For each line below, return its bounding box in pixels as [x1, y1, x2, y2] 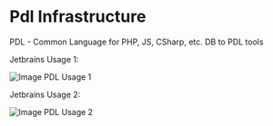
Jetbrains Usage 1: [9, 53, 79, 64]
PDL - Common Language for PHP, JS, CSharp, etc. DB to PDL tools [9, 36, 264, 47]
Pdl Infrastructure [9, 6, 147, 27]
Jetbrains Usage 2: [9, 89, 81, 100]
